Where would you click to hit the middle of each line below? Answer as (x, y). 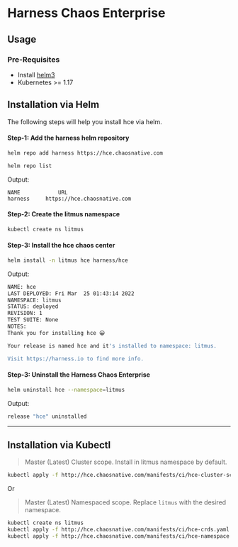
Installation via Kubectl (59, 445)
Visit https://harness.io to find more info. (75, 359)
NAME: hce (22, 287)
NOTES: (17, 327)
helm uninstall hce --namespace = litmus (66, 389)
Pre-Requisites (34, 60)
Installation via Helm (53, 105)
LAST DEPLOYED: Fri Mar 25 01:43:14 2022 (71, 293)
